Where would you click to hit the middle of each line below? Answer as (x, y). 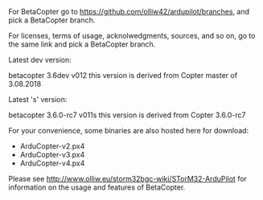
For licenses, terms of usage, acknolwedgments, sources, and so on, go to (132, 36)
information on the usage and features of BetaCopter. (97, 187)
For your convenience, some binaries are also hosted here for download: (129, 131)
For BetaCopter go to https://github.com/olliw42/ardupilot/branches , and (129, 12)
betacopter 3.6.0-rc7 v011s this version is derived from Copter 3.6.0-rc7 (127, 115)
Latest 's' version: (38, 99)
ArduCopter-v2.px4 (52, 146)
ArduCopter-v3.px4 (52, 155)
